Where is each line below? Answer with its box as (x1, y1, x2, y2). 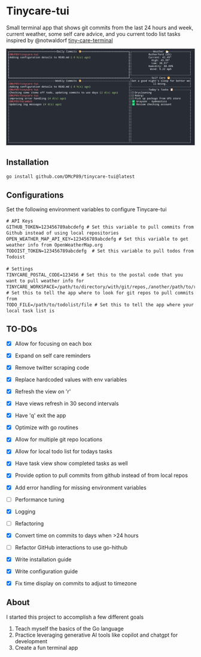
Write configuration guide (14, 567, 78, 575)
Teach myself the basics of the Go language (14, 625, 124, 632)
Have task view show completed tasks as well (14, 460, 128, 467)
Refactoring (14, 519, 44, 527)
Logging (14, 507, 36, 515)
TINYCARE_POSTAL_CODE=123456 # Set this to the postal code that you (6, 272, 184, 278)
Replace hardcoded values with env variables (14, 376, 127, 383)
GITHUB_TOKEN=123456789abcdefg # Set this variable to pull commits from (6, 224, 194, 230)
